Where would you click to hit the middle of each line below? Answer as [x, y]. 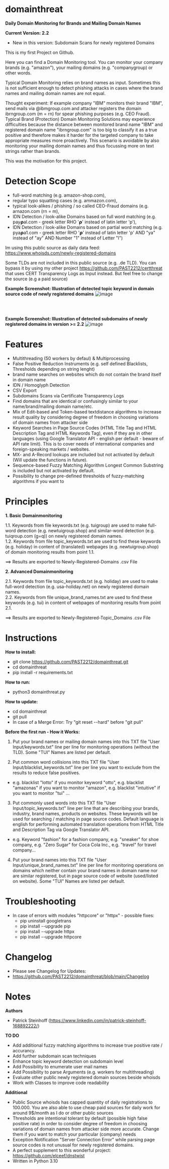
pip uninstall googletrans [46, 921]
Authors [14, 1011]
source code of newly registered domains [50, 294]
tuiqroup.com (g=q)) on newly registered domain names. [64, 536]
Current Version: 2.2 [27, 33]
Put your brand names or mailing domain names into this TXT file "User [86, 741]
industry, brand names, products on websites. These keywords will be [85, 813]
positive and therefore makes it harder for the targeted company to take [79, 135]
